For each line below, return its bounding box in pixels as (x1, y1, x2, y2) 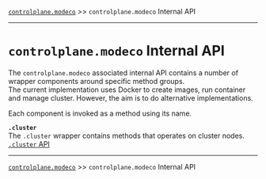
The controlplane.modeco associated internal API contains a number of (8, 67, 239, 78)
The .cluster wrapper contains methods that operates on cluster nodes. (8, 131, 245, 140)
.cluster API (8, 139, 50, 149)
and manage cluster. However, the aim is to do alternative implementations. (8, 93, 253, 102)
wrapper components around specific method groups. (8, 76, 185, 86)
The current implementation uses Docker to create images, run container (8, 85, 246, 94)
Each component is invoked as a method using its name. (8, 109, 192, 118)
